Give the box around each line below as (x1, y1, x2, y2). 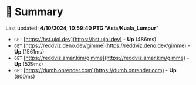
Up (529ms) (13, 61, 43, 68)
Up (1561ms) (13, 48, 45, 55)
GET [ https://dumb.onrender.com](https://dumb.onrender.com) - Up (13, 66, 177, 73)
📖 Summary (5, 5, 63, 19)
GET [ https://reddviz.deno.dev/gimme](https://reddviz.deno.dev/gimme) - (13, 42, 191, 49)
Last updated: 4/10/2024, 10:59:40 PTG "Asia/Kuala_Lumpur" (5, 24, 159, 31)
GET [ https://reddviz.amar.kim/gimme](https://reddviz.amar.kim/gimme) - (13, 54, 190, 61)
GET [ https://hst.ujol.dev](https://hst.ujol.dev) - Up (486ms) (13, 36, 157, 42)
